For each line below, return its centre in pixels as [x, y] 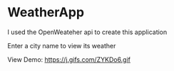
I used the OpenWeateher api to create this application [87, 32]
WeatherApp [46, 12]
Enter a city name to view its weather [62, 45]
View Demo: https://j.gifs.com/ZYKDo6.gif [69, 59]
